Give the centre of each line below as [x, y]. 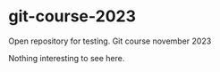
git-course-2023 [72, 16]
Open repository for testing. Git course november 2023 [110, 41]
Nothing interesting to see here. [67, 58]
